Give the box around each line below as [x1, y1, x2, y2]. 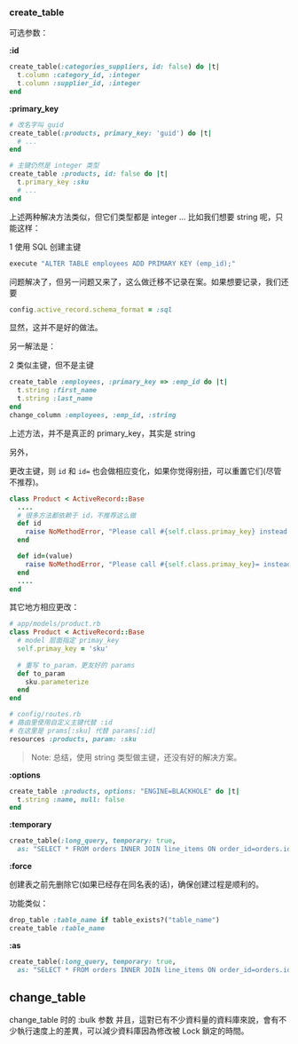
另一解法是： [9, 341, 56, 352]
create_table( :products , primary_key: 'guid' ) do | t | [9, 129, 213, 138]
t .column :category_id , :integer [17, 71, 141, 80]
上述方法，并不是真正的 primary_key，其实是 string [9, 428, 196, 439]
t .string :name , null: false [17, 795, 125, 804]
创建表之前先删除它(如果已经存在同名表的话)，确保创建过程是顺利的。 [9, 879, 264, 890]
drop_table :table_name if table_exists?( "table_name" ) [9, 916, 220, 925]
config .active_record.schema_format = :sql [9, 304, 173, 314]
